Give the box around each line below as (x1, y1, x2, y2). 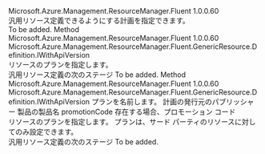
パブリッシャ (211, 97, 255, 106)
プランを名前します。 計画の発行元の (91, 97, 212, 106)
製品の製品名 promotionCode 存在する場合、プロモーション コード (17, 107, 236, 116)
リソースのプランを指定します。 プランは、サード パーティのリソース (8, 117, 235, 126)
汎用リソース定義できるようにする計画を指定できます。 (8, 16, 190, 25)
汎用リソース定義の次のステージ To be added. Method (8, 70, 187, 79)
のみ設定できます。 (14, 127, 78, 136)
